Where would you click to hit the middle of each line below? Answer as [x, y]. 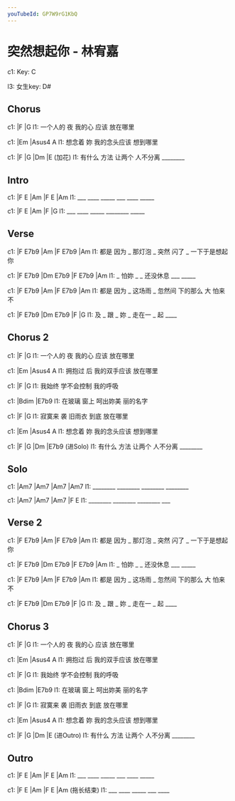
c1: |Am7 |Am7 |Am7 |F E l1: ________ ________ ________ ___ [89, 500]
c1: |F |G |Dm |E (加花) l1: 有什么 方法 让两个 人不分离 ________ [96, 157]
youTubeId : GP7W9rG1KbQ [43, 14]
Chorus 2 [28, 338]
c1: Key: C [22, 71]
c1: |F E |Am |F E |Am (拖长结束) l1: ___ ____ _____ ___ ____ [88, 790]
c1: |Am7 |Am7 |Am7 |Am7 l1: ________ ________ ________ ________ [98, 486]
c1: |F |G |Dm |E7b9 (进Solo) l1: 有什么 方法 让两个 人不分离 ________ [105, 446]
